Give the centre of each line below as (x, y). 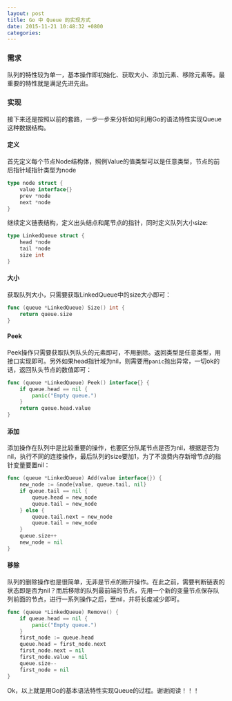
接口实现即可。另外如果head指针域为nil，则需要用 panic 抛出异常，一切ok (110, 361)
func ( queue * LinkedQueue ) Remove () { (63, 612)
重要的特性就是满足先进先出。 (49, 83)
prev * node (35, 196)
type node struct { (35, 184)
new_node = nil (41, 542)
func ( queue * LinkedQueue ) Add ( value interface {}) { (85, 478)
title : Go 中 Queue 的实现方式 (49, 20)
